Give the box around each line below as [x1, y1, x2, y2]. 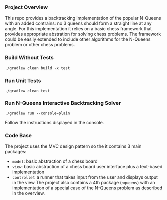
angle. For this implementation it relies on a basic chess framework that [5, 26, 152, 32]
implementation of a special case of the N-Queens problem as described [12, 185, 162, 191]
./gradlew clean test [5, 88, 50, 93]
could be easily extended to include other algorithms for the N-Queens [5, 36, 151, 42]
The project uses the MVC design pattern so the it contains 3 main [5, 143, 142, 149]
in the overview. [12, 190, 45, 196]
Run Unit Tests [5, 77, 41, 84]
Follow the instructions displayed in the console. [5, 120, 104, 126]
